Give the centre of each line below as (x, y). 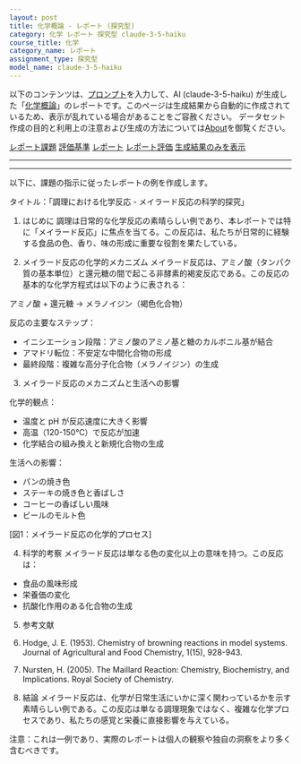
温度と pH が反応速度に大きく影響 (85, 421)
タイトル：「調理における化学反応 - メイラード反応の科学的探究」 (129, 202)
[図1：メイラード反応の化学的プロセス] (81, 534)
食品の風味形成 (50, 583)
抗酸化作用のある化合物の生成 (77, 605)
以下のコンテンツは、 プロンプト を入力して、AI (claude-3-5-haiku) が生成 (144, 94)
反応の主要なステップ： (52, 322)
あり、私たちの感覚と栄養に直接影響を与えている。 (140, 720)
